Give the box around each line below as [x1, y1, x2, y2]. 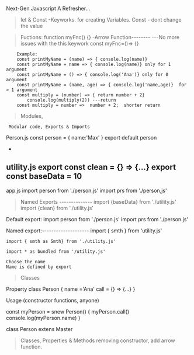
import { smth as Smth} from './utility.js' [6, 238, 116, 244]
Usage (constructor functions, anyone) [6, 297, 99, 304]
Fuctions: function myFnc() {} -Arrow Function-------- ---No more [20, 34, 180, 40]
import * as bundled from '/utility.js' [6, 248, 106, 255]
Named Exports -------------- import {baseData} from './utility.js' [20, 198, 176, 205]
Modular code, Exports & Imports [8, 124, 91, 130]
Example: [16, 51, 38, 57]
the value [20, 23, 43, 29]
